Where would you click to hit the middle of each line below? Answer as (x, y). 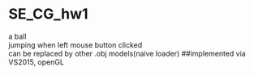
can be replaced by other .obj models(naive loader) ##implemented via (127, 53)
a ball (17, 36)
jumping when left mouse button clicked (75, 44)
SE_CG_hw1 (48, 14)
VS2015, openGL (37, 62)
